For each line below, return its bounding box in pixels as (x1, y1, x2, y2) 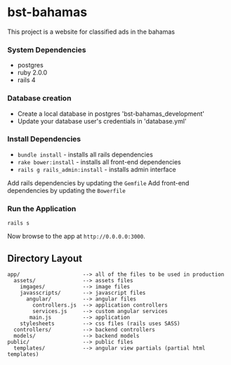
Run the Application (7, 204, 77, 213)
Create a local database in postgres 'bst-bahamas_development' (17, 109, 205, 118)
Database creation (7, 93, 72, 103)
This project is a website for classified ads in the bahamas (7, 27, 176, 36)
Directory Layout (7, 252, 83, 264)
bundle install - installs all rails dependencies (17, 150, 153, 159)
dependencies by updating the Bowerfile (7, 186, 126, 194)
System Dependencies (7, 45, 86, 55)
